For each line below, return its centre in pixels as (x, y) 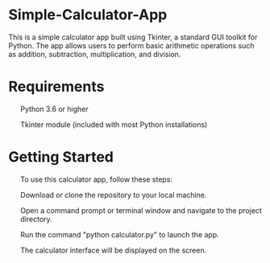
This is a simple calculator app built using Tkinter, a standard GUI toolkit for (133, 37)
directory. (36, 219)
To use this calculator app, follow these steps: (96, 179)
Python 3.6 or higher (54, 109)
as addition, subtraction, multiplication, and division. (95, 54)
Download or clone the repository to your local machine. (113, 195)
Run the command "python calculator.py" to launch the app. (119, 234)
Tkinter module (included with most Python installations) (114, 124)
